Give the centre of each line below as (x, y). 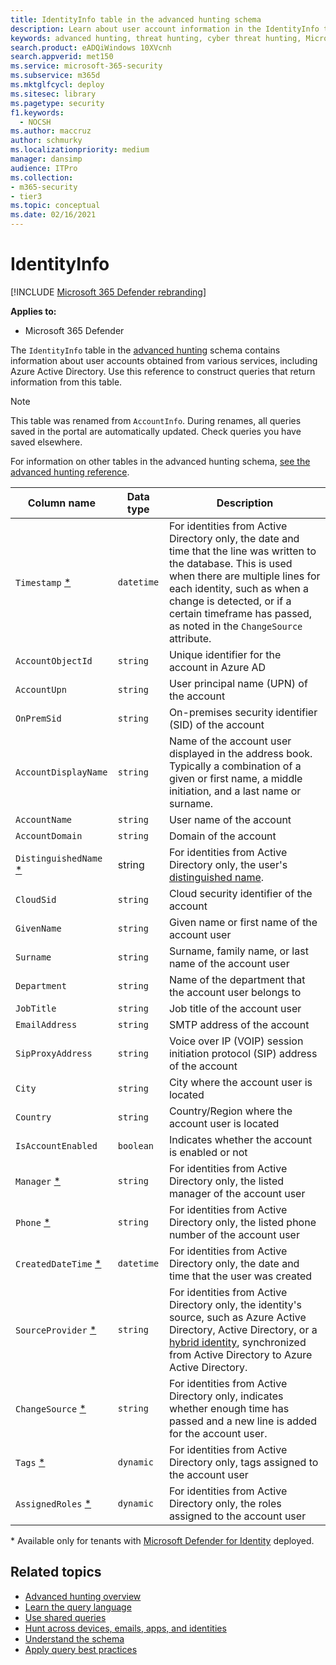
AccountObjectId (54, 660)
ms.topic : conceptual (55, 206)
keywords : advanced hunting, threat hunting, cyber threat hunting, (156, 38)
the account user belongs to (235, 992)
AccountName (44, 819)
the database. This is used (230, 563)
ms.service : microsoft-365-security (86, 66)
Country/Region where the (230, 1111)
